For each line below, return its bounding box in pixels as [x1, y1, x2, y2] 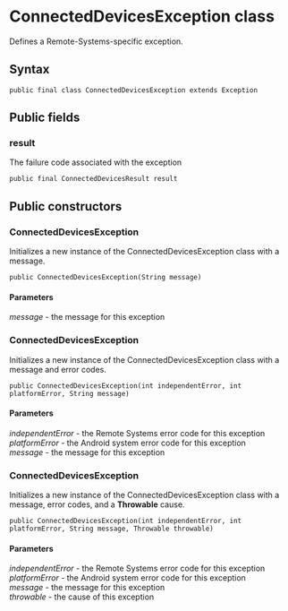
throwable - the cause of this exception [9, 591, 155, 602]
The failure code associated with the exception [9, 157, 182, 168]
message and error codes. [9, 364, 107, 374]
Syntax [9, 62, 50, 77]
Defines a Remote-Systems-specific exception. [9, 36, 183, 47]
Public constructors [9, 199, 123, 214]
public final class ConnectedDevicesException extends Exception [9, 85, 258, 95]
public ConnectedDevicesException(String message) [9, 273, 202, 282]
